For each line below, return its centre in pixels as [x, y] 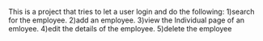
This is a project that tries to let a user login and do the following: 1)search [131, 12]
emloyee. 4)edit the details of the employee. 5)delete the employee [120, 29]
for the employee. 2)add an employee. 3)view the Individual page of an [127, 20]
